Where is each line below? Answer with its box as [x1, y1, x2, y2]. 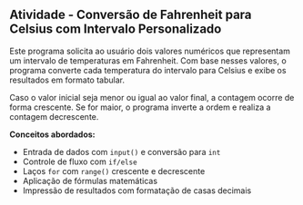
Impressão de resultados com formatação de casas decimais [22, 185, 252, 196]
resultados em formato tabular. [9, 74, 126, 85]
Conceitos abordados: [9, 129, 96, 140]
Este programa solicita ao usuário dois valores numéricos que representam [9, 45, 291, 56]
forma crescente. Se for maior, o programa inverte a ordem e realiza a [9, 102, 271, 112]
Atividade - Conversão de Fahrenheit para [9, 7, 252, 23]
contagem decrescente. [9, 111, 99, 122]
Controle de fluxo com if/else [22, 156, 138, 167]
